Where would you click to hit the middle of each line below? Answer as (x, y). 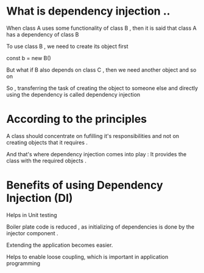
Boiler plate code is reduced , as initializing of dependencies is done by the (100, 227)
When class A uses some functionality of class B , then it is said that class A (101, 28)
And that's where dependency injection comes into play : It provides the (97, 154)
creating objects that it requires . (47, 142)
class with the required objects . (47, 161)
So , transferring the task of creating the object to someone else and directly (102, 88)
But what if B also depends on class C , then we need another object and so (101, 70)
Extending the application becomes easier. (60, 245)
